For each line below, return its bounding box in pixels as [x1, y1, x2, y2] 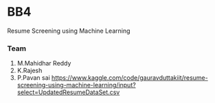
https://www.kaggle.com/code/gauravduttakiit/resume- [51, 74, 208, 82]
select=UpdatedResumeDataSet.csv [16, 88, 120, 96]
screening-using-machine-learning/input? [16, 81, 136, 89]
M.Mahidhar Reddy [16, 59, 71, 68]
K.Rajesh [16, 66, 43, 75]
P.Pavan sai [16, 74, 50, 82]
